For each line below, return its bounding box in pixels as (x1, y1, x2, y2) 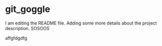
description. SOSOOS (5, 25, 50, 31)
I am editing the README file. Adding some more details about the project (5, 20, 157, 26)
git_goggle (5, 3, 50, 15)
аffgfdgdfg (5, 35, 27, 41)
